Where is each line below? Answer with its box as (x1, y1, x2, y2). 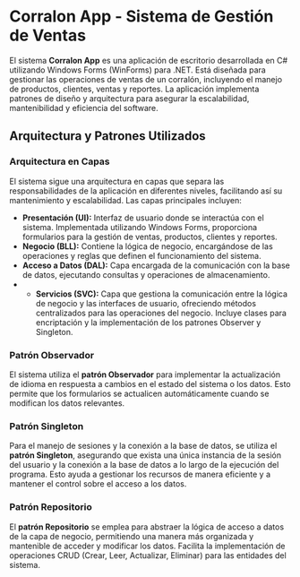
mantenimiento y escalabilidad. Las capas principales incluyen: (9, 194, 242, 205)
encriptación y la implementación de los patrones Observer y (35, 316, 261, 328)
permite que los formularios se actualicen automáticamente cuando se (9, 388, 270, 399)
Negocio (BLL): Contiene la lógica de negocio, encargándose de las (21, 240, 273, 252)
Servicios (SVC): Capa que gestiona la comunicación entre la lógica (35, 288, 288, 299)
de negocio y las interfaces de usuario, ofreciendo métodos (35, 297, 257, 308)
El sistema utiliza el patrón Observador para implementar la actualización (9, 369, 281, 380)
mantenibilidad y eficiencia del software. (9, 102, 159, 113)
